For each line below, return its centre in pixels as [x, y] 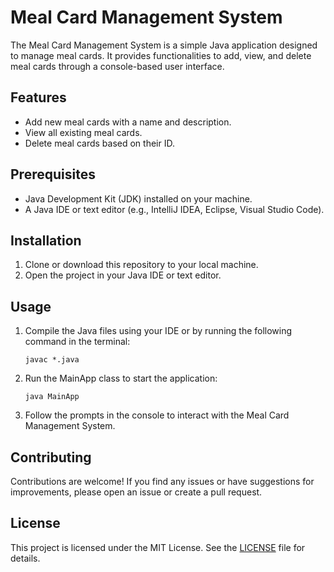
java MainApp [52, 397]
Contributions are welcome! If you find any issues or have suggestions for [162, 481]
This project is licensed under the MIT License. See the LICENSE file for [158, 547]
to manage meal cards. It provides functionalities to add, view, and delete [161, 55]
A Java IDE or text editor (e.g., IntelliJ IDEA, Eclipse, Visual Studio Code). [174, 209]
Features [38, 97]
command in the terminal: [77, 342]
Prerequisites [53, 174]
